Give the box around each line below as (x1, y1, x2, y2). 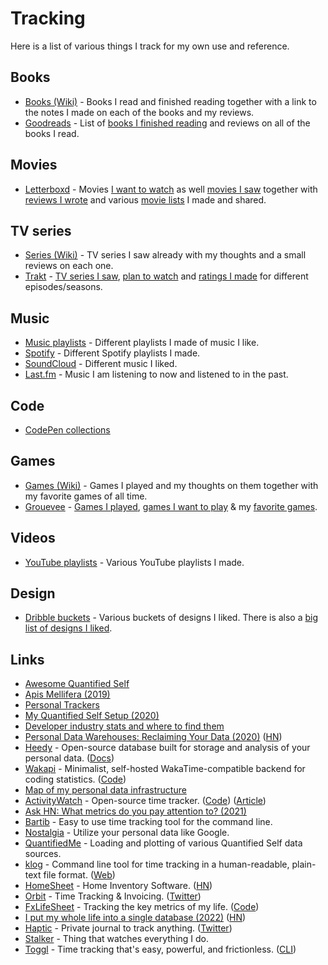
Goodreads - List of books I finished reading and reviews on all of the (24, 117, 311, 129)
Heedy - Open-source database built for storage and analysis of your (24, 742, 311, 754)
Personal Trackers (24, 699, 100, 711)
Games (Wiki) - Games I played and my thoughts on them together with (24, 479, 319, 491)
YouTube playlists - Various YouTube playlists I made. (24, 556, 245, 568)
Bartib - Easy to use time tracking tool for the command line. (24, 816, 273, 828)
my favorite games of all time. (24, 490, 148, 502)
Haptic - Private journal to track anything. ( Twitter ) (24, 922, 233, 934)
